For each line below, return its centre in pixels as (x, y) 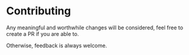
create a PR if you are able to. (42, 33)
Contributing (39, 11)
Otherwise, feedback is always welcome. (57, 45)
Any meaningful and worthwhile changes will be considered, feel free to (95, 27)
